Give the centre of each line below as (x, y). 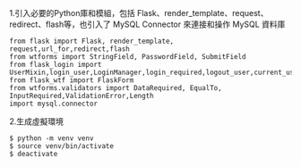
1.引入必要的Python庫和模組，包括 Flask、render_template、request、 (139, 13)
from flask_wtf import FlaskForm (72, 80)
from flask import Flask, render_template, (92, 41)
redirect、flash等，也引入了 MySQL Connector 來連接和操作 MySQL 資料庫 (147, 24)
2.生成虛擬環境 (37, 121)
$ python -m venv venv (52, 138)
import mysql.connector (54, 104)
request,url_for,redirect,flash (69, 49)
